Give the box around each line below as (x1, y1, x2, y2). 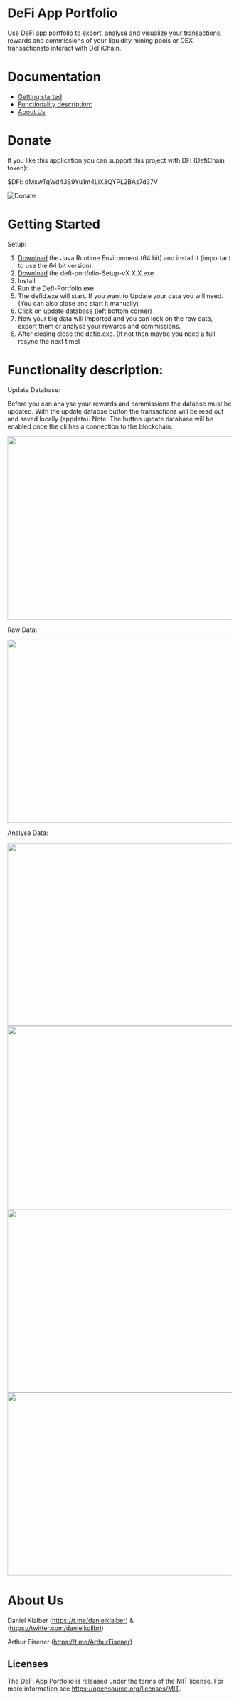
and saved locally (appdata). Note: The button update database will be (7, 414, 214, 423)
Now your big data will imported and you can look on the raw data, (17, 314, 213, 322)
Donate (7, 133, 51, 149)
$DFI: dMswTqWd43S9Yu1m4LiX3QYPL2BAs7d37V (7, 177, 159, 186)
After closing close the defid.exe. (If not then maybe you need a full (17, 329, 216, 338)
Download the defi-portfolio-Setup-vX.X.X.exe (17, 269, 154, 277)
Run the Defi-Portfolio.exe (17, 284, 95, 292)
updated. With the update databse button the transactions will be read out (7, 406, 224, 415)
